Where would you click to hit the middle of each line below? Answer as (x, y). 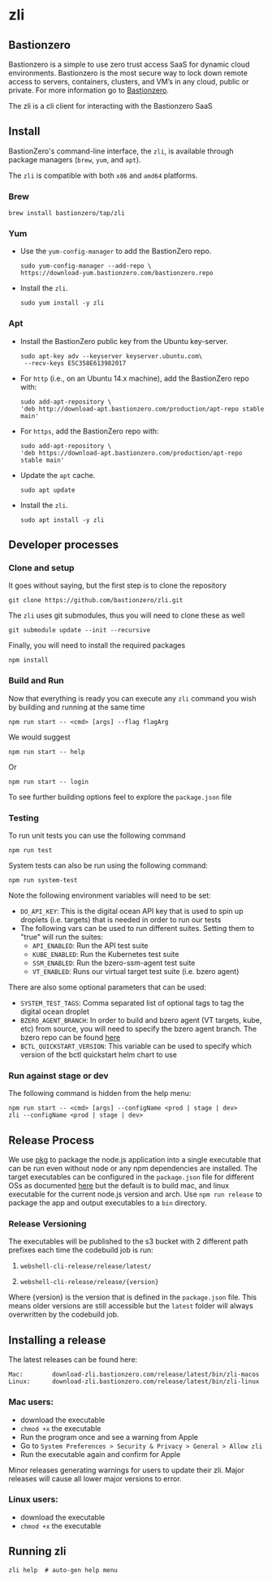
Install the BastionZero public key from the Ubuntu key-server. (124, 341)
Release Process (52, 1140)
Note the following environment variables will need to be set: (110, 895)
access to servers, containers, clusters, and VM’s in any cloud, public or (129, 82)
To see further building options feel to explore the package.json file (120, 796)
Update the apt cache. (58, 475)
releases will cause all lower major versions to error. (95, 1478)
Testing (24, 817)
